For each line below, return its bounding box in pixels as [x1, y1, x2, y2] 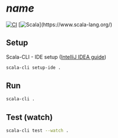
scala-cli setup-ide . [6, 65, 61, 70]
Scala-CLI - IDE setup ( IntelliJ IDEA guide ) [6, 53, 106, 60]
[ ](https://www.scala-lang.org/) [18, 21, 112, 28]
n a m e [6, 2, 35, 15]
